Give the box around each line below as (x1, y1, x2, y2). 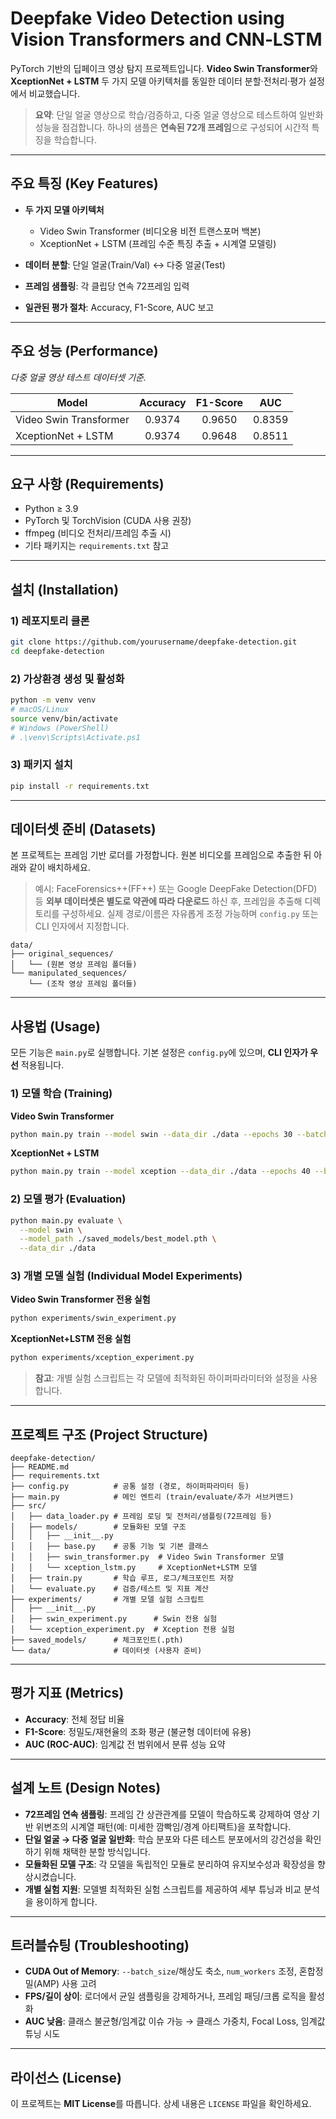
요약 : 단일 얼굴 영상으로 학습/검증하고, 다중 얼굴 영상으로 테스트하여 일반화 (34, 108, 324, 121)
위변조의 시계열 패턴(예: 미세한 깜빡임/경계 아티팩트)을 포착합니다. (35, 1820, 292, 1832)
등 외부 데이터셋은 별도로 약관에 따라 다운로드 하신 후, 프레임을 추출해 (34, 895, 303, 907)
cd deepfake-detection (10, 646, 105, 656)
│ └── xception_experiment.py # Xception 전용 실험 (10, 1624, 235, 1634)
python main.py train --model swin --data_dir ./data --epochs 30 (10, 1129, 293, 1139)
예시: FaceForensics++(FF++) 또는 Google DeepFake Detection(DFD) (34, 883, 318, 895)
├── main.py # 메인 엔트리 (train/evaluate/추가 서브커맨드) (10, 1492, 295, 1502)
